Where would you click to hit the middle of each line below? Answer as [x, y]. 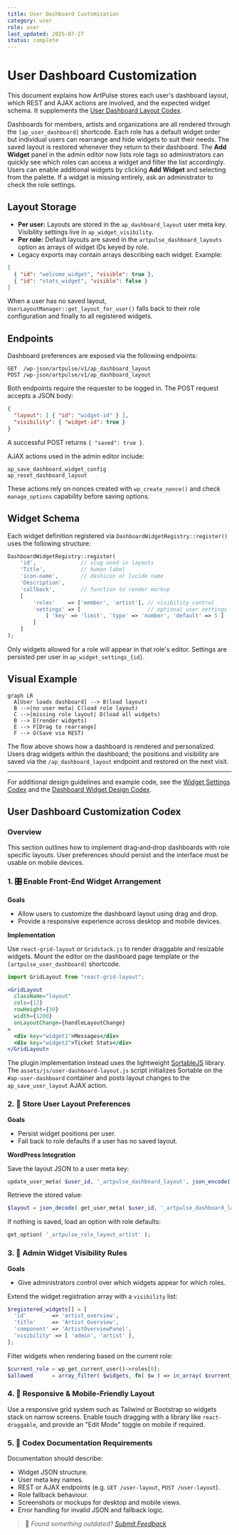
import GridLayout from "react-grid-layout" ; [76, 977]
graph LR [20, 696]
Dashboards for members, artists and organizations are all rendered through [119, 125]
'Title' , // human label [73, 570]
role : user [23, 27]
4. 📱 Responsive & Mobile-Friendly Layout [81, 1394]
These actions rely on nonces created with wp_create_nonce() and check [114, 488]
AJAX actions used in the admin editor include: [76, 456]
